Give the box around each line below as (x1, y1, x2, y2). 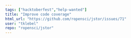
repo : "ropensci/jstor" (5, 26, 54, 31)
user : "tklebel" (5, 21, 38, 26)
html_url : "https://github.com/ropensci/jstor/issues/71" (5, 16, 127, 21)
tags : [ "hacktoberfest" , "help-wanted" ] (5, 7, 87, 12)
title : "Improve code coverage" (5, 12, 71, 17)
